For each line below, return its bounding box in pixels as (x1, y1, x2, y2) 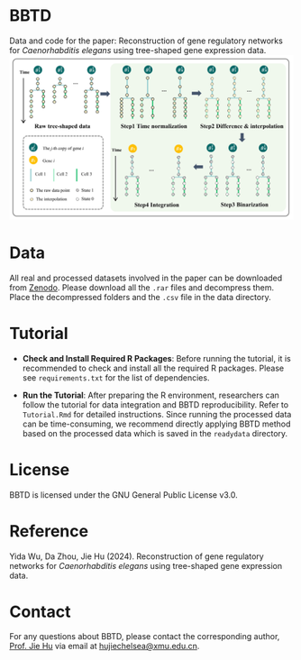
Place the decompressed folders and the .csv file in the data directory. (9, 291, 272, 302)
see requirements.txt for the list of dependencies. (22, 371, 210, 383)
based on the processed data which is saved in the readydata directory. (22, 427, 288, 438)
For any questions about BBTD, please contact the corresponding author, (9, 631, 280, 642)
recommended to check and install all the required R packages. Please (22, 362, 285, 373)
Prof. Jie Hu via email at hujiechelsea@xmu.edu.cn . (9, 641, 200, 652)
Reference (9, 520, 88, 541)
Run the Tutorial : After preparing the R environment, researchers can (22, 390, 279, 400)
